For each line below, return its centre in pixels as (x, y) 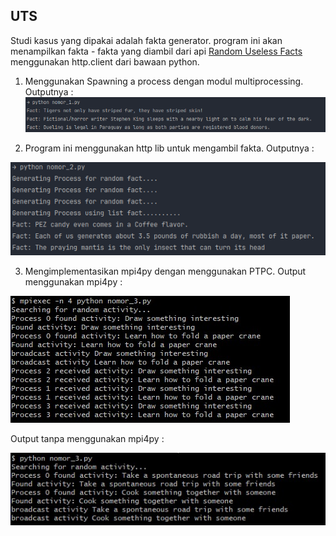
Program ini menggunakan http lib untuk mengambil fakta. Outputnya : (169, 148)
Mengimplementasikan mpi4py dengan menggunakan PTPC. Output (165, 271)
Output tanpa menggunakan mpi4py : (87, 438)
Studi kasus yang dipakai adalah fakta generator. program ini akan (146, 40)
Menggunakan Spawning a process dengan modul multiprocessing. (164, 81)
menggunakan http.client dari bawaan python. (105, 61)
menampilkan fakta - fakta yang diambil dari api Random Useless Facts (156, 51)
